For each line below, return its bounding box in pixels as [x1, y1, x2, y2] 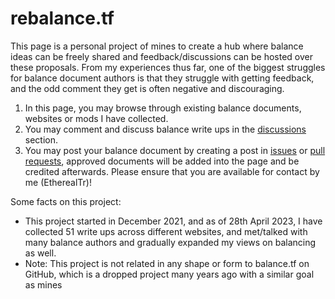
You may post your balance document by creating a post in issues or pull [24, 144, 326, 156]
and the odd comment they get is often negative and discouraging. [10, 82, 285, 94]
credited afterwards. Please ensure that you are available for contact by [24, 165, 320, 177]
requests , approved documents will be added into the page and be [24, 155, 300, 167]
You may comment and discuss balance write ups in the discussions [24, 123, 307, 135]
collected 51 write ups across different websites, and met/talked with [24, 225, 308, 237]
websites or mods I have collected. [24, 112, 169, 124]
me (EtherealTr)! [24, 176, 92, 188]
